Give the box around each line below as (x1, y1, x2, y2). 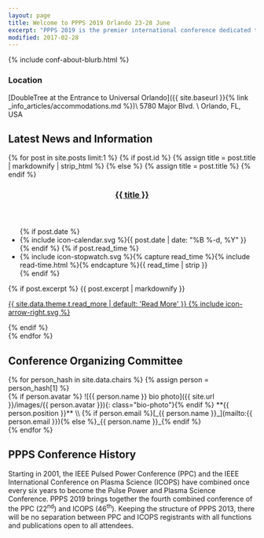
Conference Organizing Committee (8, 354, 183, 367)
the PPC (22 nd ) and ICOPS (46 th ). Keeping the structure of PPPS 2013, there (8, 502, 255, 513)
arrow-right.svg (8, 308, 59, 317)
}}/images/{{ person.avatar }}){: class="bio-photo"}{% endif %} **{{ (8, 400, 229, 410)
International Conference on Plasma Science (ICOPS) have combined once (8, 477, 250, 487)
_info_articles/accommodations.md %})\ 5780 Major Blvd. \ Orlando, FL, (8, 101, 241, 110)
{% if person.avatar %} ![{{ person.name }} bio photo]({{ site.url (8, 391, 214, 402)
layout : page (8, 11, 51, 20)
